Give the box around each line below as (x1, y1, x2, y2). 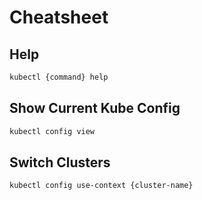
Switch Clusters (9, 154, 111, 171)
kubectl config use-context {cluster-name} (9, 181, 194, 191)
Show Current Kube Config (9, 100, 181, 117)
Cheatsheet (9, 6, 109, 29)
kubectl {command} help (9, 72, 109, 82)
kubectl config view (9, 126, 96, 136)
